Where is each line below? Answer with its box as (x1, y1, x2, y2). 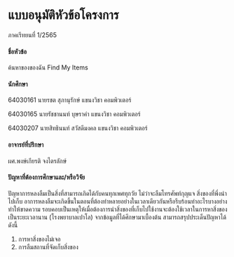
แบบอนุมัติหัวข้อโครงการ (8, 7, 119, 23)
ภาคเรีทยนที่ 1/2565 (8, 30, 57, 39)
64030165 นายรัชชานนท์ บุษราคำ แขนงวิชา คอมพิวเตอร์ (8, 110, 141, 119)
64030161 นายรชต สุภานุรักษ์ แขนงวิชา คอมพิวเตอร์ (8, 95, 132, 105)
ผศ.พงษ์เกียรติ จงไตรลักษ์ (8, 157, 67, 165)
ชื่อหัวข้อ (8, 47, 27, 55)
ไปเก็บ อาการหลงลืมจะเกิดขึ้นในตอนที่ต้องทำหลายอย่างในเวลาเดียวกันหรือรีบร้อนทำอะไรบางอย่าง (8, 197, 228, 205)
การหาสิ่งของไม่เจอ (18, 235, 62, 243)
